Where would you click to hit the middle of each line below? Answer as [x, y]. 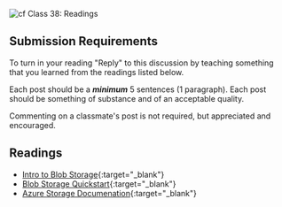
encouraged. [32, 125]
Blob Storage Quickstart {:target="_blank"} [99, 184]
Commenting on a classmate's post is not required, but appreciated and [140, 116]
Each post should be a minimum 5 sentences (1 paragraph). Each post [138, 89]
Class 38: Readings [63, 14]
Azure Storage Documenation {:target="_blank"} [110, 193]
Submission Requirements [83, 41]
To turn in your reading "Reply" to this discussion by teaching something [141, 63]
